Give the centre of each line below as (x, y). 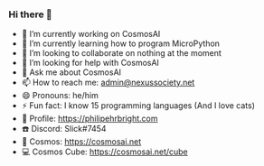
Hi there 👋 (31, 14)
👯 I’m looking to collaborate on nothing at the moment (122, 53)
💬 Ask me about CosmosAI (71, 72)
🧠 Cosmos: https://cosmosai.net (81, 142)
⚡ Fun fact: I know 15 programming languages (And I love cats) (138, 106)
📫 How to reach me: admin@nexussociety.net (108, 83)
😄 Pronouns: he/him (60, 96)
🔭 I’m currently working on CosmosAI (91, 34)
